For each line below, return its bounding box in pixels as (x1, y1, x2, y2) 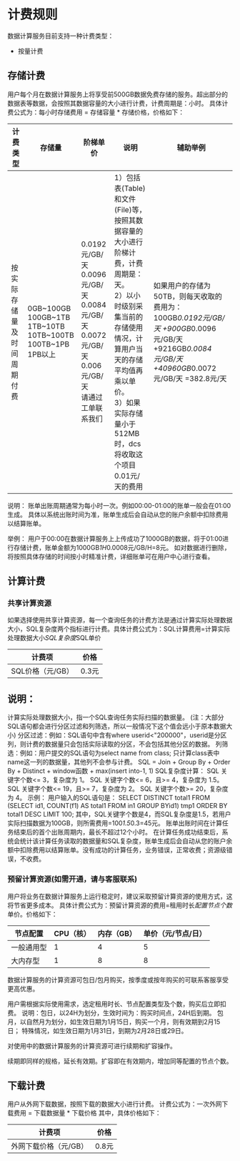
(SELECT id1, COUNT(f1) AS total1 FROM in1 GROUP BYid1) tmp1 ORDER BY (7, 802, 228, 810)
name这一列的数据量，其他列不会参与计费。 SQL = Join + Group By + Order (7, 758, 231, 767)
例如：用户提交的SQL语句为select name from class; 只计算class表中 (19, 749, 220, 757)
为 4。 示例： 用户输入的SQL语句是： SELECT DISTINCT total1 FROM (7, 794, 211, 802)
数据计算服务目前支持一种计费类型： (7, 31, 114, 40)
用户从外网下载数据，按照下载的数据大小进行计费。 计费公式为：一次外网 (7, 1100, 222, 1108)
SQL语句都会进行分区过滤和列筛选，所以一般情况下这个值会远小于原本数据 (7, 722, 226, 731)
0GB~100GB (27, 303, 71, 313)
